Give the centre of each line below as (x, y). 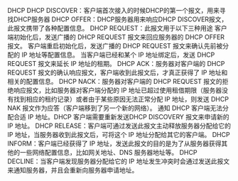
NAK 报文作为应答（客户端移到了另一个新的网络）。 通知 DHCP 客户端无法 (115, 108)
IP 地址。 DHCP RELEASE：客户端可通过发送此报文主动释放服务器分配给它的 (119, 126)
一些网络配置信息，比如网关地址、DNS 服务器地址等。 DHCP (108, 152)
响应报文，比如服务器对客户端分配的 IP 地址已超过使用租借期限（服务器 (118, 90)
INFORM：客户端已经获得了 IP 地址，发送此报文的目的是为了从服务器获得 (114, 143)
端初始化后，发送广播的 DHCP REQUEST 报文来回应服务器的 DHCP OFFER (116, 37)
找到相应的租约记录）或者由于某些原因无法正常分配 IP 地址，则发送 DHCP (121, 99)
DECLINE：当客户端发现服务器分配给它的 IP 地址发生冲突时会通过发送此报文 (118, 161)
